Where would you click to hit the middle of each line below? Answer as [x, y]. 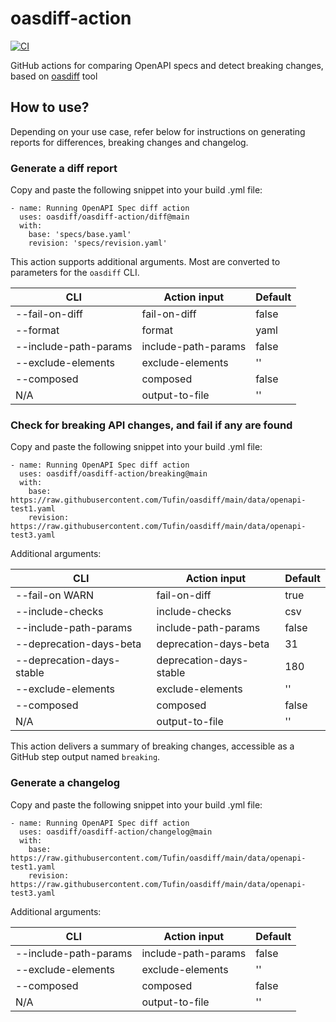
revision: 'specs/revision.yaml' [98, 243]
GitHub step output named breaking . [85, 757]
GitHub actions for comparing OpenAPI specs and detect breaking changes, [167, 65]
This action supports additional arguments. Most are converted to [145, 262]
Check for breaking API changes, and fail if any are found [151, 425]
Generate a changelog [65, 783]
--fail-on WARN [55, 595]
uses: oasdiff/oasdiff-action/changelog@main [116, 832]
